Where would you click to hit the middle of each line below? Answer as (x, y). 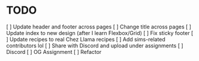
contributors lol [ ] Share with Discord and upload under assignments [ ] (95, 46)
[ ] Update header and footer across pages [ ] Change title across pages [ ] (99, 27)
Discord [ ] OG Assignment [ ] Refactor (54, 52)
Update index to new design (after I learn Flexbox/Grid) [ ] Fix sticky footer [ (100, 33)
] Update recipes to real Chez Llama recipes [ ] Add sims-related (86, 39)
